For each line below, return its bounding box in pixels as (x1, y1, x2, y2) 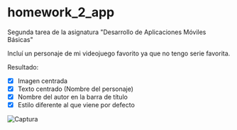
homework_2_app (7, 4, 115, 21)
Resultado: (7, 63, 39, 71)
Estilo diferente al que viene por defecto (17, 101, 135, 109)
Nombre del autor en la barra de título (17, 93, 128, 102)
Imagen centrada (17, 76, 68, 85)
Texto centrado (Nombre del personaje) (17, 85, 133, 93)
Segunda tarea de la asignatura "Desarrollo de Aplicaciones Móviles (7, 28, 206, 36)
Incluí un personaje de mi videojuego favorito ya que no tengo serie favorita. (7, 49, 231, 58)
